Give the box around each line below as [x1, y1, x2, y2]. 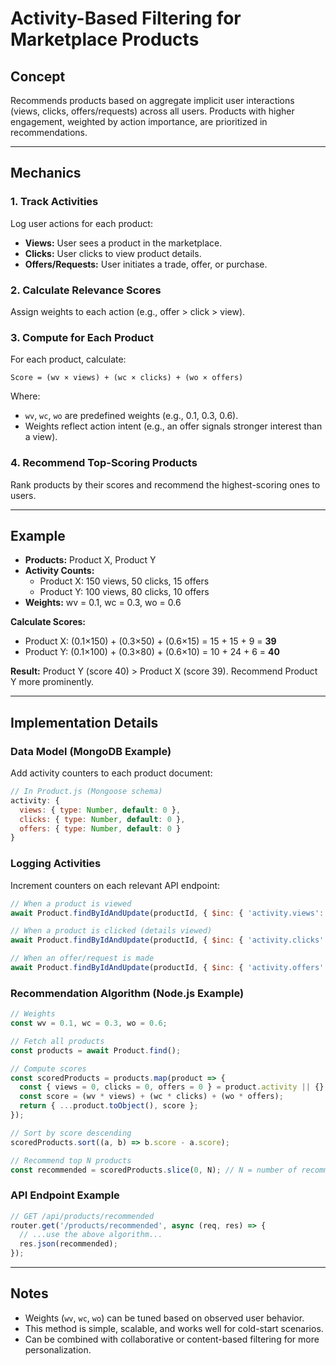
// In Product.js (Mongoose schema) [10, 787, 163, 797]
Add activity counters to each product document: [10, 767, 213, 779]
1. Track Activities [10, 195, 99, 209]
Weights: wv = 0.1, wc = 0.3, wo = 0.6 [24, 597, 182, 609]
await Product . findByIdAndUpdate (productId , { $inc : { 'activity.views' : [10, 908, 325, 918]
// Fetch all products [10, 1036, 105, 1046]
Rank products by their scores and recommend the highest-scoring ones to [10, 478, 321, 491]
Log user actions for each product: [10, 217, 153, 229]
